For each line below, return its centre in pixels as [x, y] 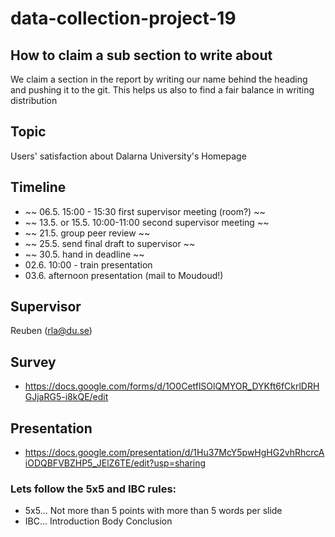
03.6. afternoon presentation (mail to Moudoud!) [124, 275]
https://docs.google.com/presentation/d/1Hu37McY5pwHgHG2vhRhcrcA [174, 453]
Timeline [38, 187]
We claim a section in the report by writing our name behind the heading [159, 79]
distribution [34, 100]
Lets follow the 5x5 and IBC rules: [93, 489]
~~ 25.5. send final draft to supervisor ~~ [110, 243]
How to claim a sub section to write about [141, 55]
